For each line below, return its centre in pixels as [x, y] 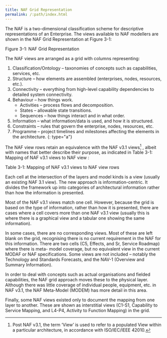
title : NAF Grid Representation [39, 10]
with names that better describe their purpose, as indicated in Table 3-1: [79, 153]
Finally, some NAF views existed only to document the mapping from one [80, 300]
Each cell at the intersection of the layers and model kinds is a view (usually [83, 177]
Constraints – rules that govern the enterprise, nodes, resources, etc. [83, 126]
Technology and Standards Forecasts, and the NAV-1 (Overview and [75, 259]
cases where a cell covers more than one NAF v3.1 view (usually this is [78, 213]
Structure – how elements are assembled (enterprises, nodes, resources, [87, 79]
